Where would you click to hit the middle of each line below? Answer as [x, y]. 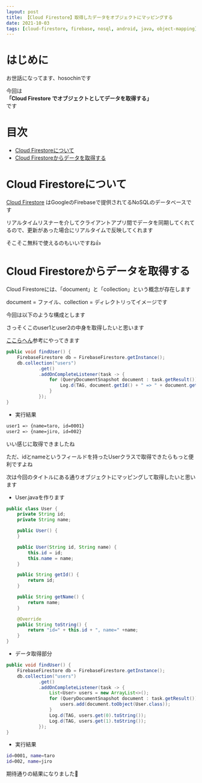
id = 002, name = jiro [29, 762]
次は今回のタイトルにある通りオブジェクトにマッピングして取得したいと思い [101, 477]
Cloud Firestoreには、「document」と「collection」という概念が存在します [99, 289]
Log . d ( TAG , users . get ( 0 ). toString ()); [98, 715]
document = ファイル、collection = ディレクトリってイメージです [87, 302]
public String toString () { [52, 625]
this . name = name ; [51, 558]
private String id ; [41, 514]
